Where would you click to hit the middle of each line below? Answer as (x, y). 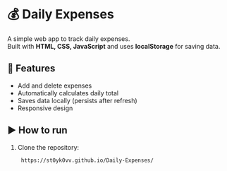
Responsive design (45, 108)
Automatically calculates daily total (68, 93)
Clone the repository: (48, 147)
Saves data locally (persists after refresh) (77, 100)
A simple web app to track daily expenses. (69, 39)
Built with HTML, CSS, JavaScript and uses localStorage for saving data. (114, 46)
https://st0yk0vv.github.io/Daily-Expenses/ (87, 160)
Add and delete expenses (55, 85)
